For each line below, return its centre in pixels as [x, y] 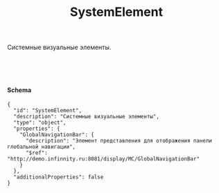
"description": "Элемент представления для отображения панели [119, 141]
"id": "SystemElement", [47, 111]
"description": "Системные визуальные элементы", [86, 117]
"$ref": [37, 153]
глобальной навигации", [42, 147]
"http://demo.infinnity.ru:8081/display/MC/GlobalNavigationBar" [103, 159]
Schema [19, 90]
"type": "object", [40, 123]
